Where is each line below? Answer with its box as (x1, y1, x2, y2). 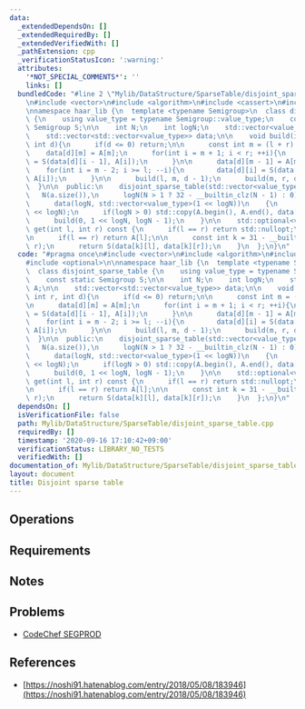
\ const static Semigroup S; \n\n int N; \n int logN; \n (25, 275, 274, 285)
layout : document (9, 470, 75, 479)
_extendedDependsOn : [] (17, 22, 107, 31)
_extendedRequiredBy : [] (17, 30, 112, 39)
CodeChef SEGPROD (22, 628, 102, 639)
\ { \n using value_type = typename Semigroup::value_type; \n (25, 115, 274, 124)
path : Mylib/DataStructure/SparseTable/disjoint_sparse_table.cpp (17, 419, 274, 428)
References (9, 655, 76, 671)
